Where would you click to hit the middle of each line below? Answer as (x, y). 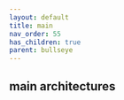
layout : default (39, 17)
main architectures (62, 86)
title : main (31, 26)
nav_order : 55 (35, 34)
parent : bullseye (41, 50)
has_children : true (45, 42)
